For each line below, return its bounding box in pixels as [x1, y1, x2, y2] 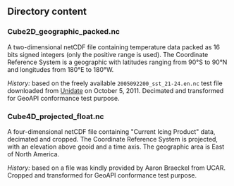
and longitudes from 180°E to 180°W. [7, 65, 114, 73]
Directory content [7, 6, 87, 18]
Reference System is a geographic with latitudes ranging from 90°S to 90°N [7, 58, 228, 66]
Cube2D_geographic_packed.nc [7, 27, 120, 37]
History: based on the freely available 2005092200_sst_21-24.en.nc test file [7, 79, 223, 87]
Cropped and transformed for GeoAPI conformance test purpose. [7, 170, 197, 179]
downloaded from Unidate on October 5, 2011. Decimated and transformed [7, 86, 224, 94]
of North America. [7, 149, 60, 158]
